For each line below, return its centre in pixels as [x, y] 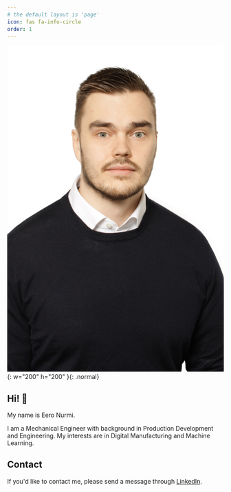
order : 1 [20, 29]
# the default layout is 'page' [53, 14]
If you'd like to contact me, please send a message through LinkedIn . [105, 481]
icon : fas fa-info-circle [44, 22]
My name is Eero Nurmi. [41, 415]
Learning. [21, 443]
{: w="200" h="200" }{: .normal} [53, 377]
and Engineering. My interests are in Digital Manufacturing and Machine [109, 435]
